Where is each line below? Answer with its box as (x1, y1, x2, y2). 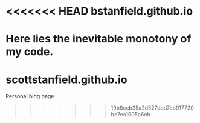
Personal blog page (5, 93, 54, 100)
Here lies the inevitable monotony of (5, 32, 192, 46)
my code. (5, 45, 54, 59)
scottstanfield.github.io (5, 73, 127, 86)
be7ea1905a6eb (111, 111, 150, 118)
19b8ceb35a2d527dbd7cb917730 (111, 104, 195, 111)
